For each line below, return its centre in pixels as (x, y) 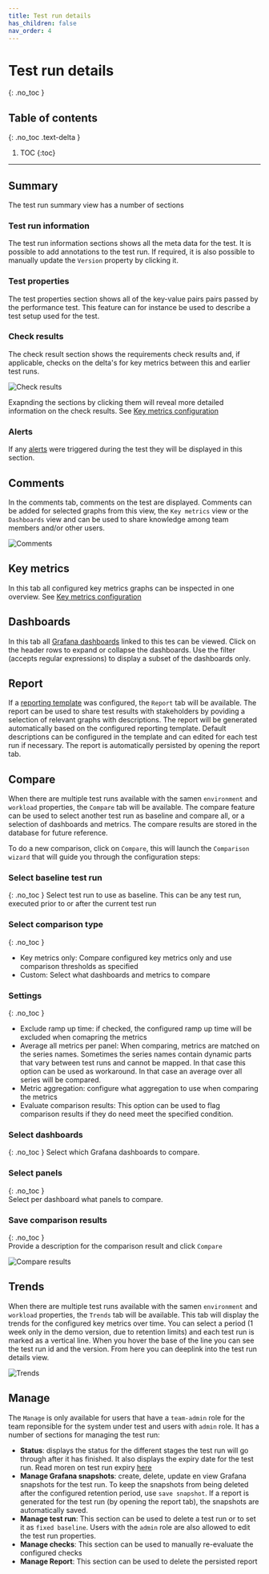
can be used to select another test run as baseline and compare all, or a (127, 816)
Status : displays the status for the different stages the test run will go (134, 1450)
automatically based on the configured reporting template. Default (117, 729)
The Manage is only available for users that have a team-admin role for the (127, 1417)
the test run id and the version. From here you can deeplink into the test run (133, 1349)
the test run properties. (58, 1535)
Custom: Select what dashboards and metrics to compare (115, 975)
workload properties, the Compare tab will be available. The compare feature (132, 807)
